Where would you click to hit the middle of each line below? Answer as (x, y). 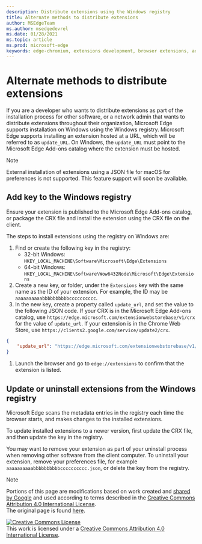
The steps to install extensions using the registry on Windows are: (88, 236)
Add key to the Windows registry (69, 197)
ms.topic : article (29, 40)
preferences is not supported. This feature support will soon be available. (97, 178)
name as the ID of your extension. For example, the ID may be (91, 291)
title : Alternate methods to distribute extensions (72, 17)
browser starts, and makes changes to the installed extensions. (84, 419)
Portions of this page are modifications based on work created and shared (98, 491)
